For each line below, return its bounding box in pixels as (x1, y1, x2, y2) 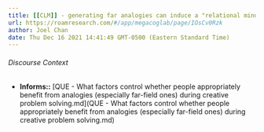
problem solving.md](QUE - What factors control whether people (19, 99, 230, 108)
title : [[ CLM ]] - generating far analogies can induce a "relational (8, 11, 241, 20)
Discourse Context (8, 57, 68, 67)
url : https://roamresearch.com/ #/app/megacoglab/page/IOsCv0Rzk (8, 19, 223, 27)
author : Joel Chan (8, 26, 68, 34)
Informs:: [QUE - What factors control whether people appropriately (19, 82, 241, 91)
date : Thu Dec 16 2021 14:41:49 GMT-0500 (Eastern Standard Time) (8, 33, 230, 42)
